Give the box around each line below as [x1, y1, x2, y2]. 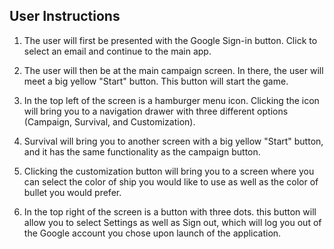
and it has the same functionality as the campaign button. [23, 145, 261, 158]
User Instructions [9, 8, 121, 25]
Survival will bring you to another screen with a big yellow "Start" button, [23, 135, 324, 147]
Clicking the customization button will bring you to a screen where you [23, 165, 315, 177]
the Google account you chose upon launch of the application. [23, 227, 282, 239]
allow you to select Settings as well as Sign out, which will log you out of [23, 216, 322, 228]
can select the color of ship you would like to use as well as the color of [23, 175, 319, 188]
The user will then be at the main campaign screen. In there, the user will [23, 64, 324, 76]
